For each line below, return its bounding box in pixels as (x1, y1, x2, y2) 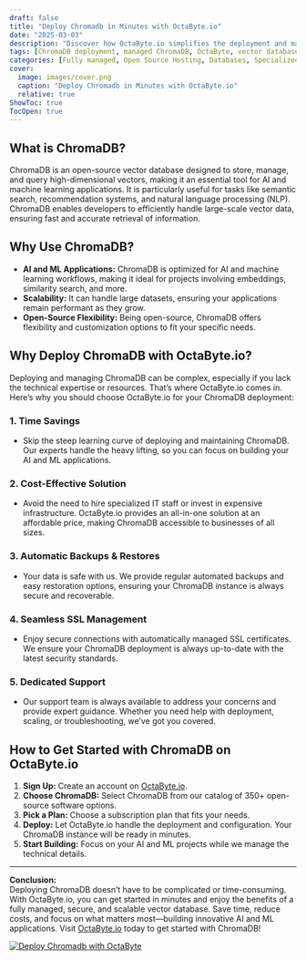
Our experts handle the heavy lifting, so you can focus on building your (22, 444, 290, 456)
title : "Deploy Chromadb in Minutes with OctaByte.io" (9, 22, 222, 31)
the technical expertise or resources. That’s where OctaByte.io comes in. (9, 382, 282, 393)
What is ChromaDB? (9, 140, 126, 156)
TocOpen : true (9, 107, 64, 116)
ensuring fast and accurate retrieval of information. (9, 213, 200, 224)
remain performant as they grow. (22, 302, 146, 313)
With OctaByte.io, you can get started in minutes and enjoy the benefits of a (9, 893, 294, 904)
